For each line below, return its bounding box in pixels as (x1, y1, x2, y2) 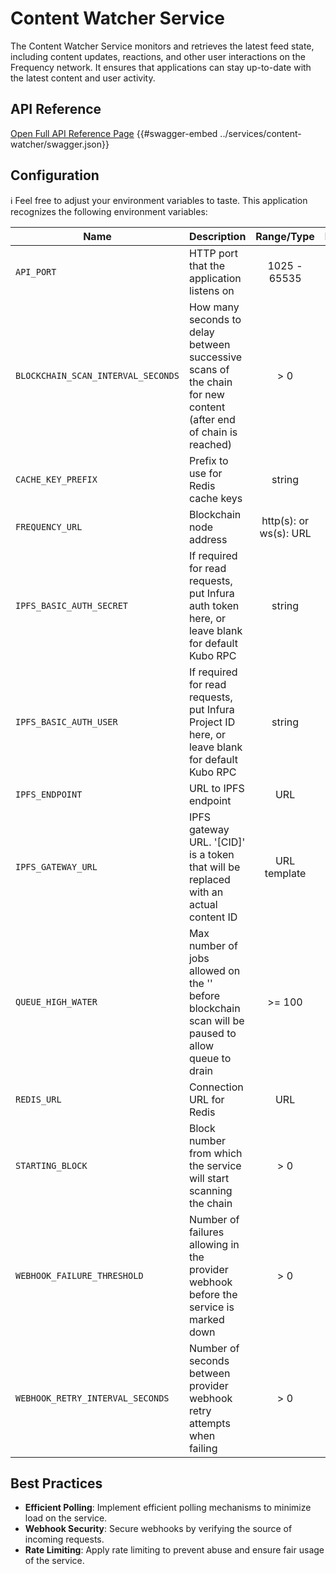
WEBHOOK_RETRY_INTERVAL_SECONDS (15, 1392, 170, 1404)
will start (188, 1171, 230, 1185)
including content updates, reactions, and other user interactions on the (10, 50, 306, 62)
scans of (188, 362, 230, 376)
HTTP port (188, 246, 238, 260)
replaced (188, 872, 231, 886)
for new (188, 387, 225, 401)
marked (188, 1312, 225, 1326)
